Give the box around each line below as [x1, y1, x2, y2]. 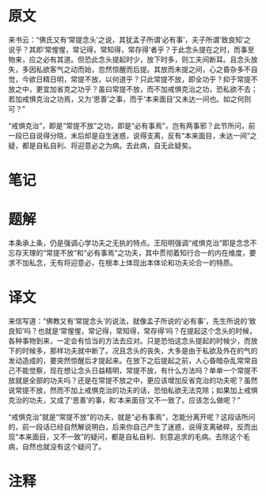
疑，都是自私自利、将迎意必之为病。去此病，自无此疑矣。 [8, 140, 196, 150]
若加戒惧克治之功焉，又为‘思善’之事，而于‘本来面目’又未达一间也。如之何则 [8, 94, 252, 104]
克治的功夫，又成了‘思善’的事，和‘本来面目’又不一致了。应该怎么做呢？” [8, 396, 241, 404]
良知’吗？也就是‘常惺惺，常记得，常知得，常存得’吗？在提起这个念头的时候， [8, 326, 256, 335]
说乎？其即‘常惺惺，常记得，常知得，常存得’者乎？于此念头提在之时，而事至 [8, 44, 255, 54]
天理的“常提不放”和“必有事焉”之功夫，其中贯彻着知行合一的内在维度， [21, 248, 249, 258]
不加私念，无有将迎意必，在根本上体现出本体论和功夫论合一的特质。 [14, 258, 237, 267]
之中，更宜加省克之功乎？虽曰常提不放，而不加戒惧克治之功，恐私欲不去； [14, 84, 258, 93]
